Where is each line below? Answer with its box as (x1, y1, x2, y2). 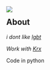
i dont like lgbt (6, 33, 42, 40)
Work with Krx (6, 45, 42, 52)
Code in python (6, 57, 45, 64)
